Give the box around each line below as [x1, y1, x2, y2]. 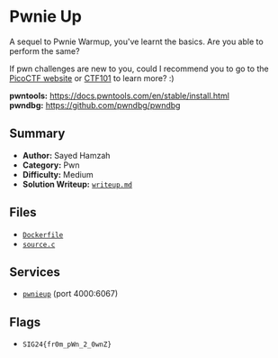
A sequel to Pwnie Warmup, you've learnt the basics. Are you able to [9, 36, 264, 47]
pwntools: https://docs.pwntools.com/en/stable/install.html [9, 90, 229, 101]
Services [9, 264, 61, 280]
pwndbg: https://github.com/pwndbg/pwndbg [9, 99, 181, 110]
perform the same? [9, 45, 80, 56]
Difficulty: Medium [22, 169, 94, 179]
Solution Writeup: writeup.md [22, 179, 133, 189]
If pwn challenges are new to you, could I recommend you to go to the [9, 63, 269, 74]
